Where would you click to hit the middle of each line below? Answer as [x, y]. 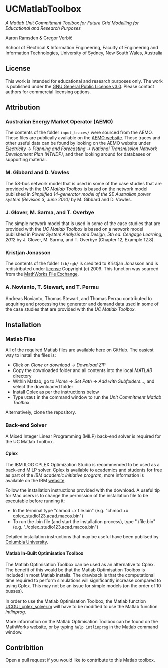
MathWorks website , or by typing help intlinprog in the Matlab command [82, 627]
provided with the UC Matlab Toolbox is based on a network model [74, 229]
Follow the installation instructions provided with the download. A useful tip [83, 490]
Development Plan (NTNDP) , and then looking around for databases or [78, 154]
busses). [14, 591]
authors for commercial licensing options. [48, 92]
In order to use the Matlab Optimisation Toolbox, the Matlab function [76, 601]
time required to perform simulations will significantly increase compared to [83, 581]
